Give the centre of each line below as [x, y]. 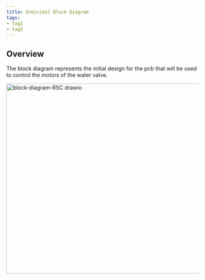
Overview [25, 53]
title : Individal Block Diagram [47, 12]
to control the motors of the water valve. [57, 75]
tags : [13, 18]
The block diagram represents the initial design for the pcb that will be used [102, 68]
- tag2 [15, 29]
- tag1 [15, 23]
